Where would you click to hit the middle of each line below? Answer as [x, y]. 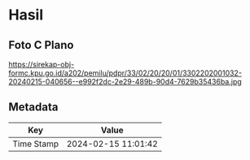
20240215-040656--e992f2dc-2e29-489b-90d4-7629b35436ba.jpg [125, 82]
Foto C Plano [41, 45]
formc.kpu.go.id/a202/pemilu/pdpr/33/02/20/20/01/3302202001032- [125, 73]
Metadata [33, 107]
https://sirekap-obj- [42, 64]
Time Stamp [36, 144]
